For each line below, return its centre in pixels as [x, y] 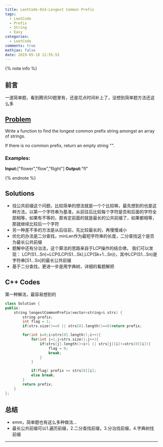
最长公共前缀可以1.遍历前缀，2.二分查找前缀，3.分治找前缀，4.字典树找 [83, 429]
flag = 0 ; [58, 348]
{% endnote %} [21, 178]
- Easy [16, 32]
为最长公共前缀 [27, 242]
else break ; [43, 375]
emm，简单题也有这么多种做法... [44, 422]
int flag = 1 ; [37, 322]
